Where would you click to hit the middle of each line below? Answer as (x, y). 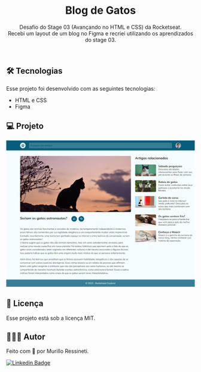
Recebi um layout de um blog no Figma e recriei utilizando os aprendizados (100, 33)
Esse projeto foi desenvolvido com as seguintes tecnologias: (81, 88)
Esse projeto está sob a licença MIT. (51, 318)
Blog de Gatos (100, 10)
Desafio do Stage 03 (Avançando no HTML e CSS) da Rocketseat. (100, 27)
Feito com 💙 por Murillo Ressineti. (48, 351)
